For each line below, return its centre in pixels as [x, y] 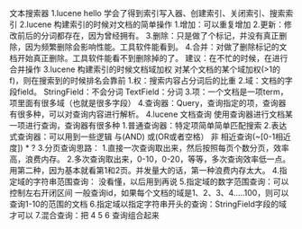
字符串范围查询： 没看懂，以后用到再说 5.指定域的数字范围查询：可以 [161, 181]
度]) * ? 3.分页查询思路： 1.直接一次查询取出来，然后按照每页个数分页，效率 [150, 148]
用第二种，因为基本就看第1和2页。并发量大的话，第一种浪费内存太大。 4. [144, 170]
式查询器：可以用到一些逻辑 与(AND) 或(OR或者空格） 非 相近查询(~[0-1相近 [150, 137]
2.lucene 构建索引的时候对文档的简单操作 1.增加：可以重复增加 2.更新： [151, 24]
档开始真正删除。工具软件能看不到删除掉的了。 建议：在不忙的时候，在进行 [149, 58]
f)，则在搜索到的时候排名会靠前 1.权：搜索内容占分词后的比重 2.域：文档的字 [151, 80]
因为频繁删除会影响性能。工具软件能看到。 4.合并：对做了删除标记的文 [156, 47]
